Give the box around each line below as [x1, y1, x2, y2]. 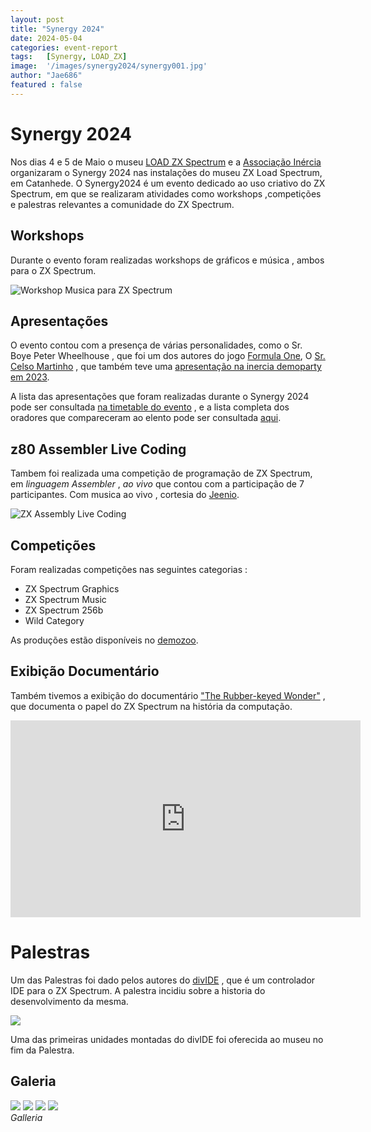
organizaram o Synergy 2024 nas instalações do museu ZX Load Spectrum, [10, 166, 323, 178]
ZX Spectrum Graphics [24, 582, 120, 595]
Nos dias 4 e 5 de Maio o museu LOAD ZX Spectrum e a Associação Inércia [10, 156, 322, 168]
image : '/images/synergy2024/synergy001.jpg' [10, 61, 208, 71]
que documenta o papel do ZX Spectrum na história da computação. [10, 700, 293, 712]
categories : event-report [10, 42, 118, 53]
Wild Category [24, 614, 85, 626]
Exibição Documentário [10, 663, 160, 680]
